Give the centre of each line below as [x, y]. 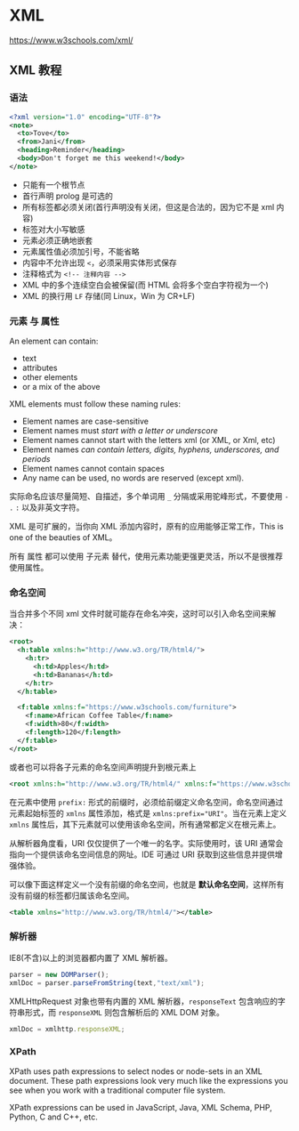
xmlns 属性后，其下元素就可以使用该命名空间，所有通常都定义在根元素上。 [145, 824]
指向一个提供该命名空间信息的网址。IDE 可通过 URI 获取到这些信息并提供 [142, 854]
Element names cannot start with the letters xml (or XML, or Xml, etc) [149, 440]
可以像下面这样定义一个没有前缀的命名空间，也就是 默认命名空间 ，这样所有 [147, 884]
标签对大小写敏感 [53, 229]
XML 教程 [36, 71]
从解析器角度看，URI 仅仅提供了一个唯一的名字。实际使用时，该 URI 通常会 [146, 843]
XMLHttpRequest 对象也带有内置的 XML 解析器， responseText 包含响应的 [144, 1001]
